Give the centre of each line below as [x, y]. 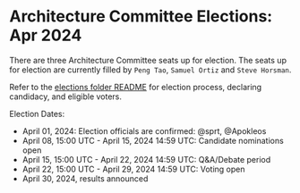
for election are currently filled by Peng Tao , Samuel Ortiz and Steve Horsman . [150, 70]
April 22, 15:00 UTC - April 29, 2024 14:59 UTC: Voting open [133, 169]
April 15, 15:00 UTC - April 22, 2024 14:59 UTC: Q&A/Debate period [146, 159]
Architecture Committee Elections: [141, 17]
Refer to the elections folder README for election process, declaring [136, 87]
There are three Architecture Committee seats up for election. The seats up [148, 60]
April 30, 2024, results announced [85, 178]
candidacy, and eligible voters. [66, 96]
